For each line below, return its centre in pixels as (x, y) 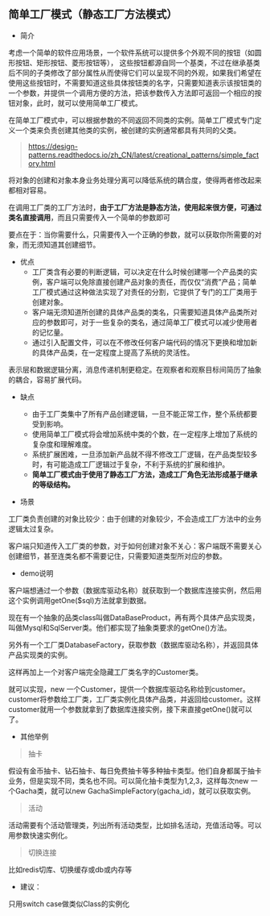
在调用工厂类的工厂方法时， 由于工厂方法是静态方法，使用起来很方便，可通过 (135, 207)
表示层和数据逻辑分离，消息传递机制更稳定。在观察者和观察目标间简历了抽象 (135, 369)
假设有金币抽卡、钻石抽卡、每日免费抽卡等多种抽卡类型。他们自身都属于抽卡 (135, 770)
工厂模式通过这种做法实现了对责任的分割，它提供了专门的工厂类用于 (145, 292)
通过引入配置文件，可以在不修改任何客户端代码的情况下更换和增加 (141, 342)
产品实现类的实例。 (40, 655)
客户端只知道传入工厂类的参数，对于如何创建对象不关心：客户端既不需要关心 (135, 546)
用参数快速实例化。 (40, 835)
